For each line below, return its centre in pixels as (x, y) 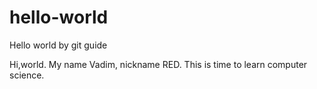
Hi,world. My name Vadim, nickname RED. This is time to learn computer (158, 64)
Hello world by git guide (58, 45)
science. (27, 75)
